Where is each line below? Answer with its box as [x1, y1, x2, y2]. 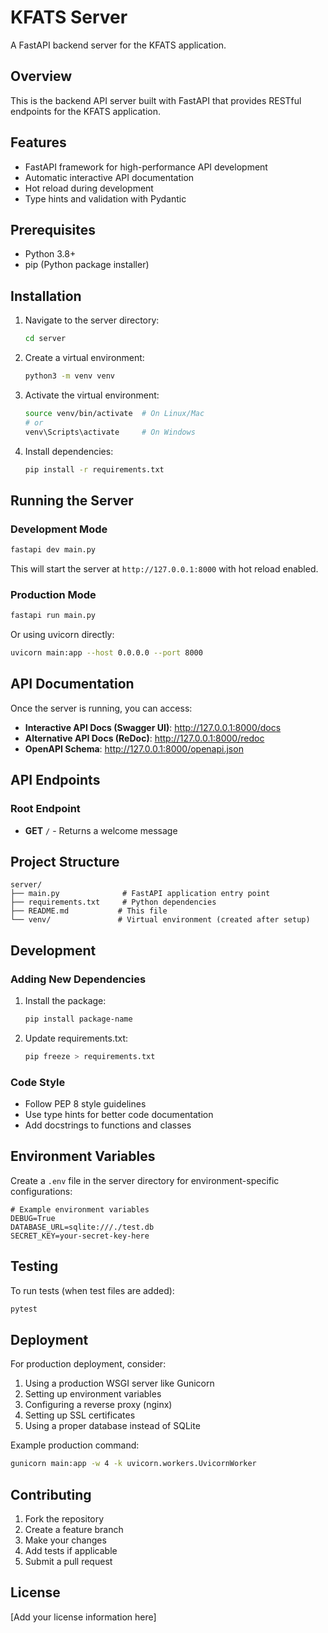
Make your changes [24, 1534, 107, 1546]
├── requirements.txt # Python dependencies [10, 897, 217, 908]
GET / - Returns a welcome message [24, 824, 178, 836]
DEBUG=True [10, 1213, 56, 1223]
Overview [10, 68, 73, 85]
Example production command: [10, 1439, 140, 1451]
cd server [24, 334, 67, 344]
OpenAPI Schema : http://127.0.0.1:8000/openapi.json [24, 742, 244, 755]
